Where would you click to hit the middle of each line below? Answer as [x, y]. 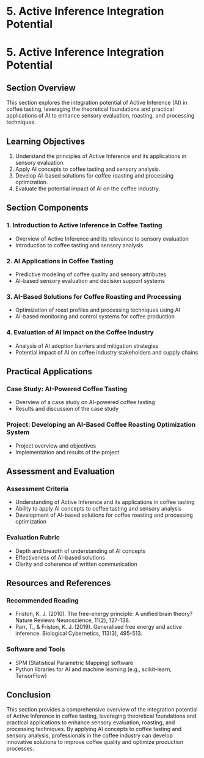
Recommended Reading [43, 600]
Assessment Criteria [38, 489]
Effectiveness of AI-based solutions [60, 557]
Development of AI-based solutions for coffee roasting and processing [104, 515]
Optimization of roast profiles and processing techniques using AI [98, 310]
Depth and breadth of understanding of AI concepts [80, 551]
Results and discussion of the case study [67, 409]
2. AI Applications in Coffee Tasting [60, 261]
